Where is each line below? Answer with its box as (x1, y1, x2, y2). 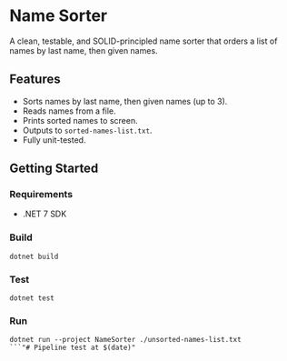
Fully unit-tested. (22, 134, 86, 145)
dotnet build (9, 252, 59, 261)
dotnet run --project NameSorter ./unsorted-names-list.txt (9, 336, 242, 345)
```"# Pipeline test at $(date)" (9, 343, 136, 353)
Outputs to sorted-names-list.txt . (22, 125, 153, 135)
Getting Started (9, 161, 99, 176)
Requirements (9, 188, 74, 201)
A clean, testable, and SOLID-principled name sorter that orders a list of (9, 35, 278, 46)
